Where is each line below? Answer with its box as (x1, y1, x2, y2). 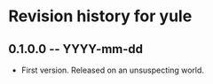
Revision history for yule (8, 6, 193, 27)
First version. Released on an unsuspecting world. (20, 65, 205, 75)
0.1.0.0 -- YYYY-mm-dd (8, 42, 144, 57)
